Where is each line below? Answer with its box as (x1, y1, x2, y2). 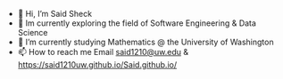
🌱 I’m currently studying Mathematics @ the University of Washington (17, 36, 274, 47)
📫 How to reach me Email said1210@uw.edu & (17, 47, 189, 57)
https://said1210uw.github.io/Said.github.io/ (17, 59, 177, 70)
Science (17, 28, 48, 37)
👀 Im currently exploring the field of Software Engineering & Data (17, 18, 257, 28)
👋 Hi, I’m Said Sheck (17, 9, 92, 19)
